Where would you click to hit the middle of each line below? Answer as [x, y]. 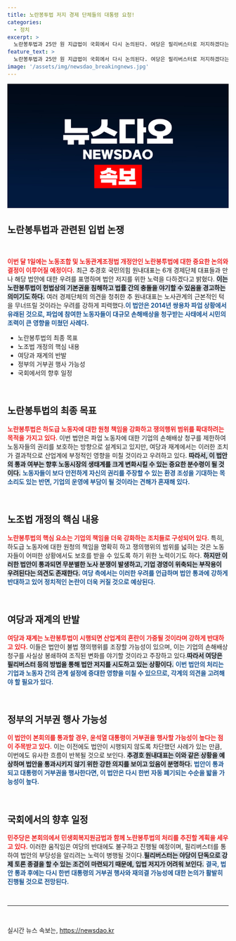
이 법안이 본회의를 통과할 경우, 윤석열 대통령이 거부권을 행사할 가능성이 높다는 [112, 738]
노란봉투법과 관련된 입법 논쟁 [66, 229]
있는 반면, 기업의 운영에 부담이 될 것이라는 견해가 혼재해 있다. [108, 482]
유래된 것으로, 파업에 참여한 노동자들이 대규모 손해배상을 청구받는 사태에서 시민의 [117, 314]
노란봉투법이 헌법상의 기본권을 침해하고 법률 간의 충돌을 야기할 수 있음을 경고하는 [117, 288]
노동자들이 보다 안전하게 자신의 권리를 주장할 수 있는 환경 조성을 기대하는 [120, 473]
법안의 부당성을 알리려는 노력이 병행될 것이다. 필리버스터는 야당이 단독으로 [120, 855]
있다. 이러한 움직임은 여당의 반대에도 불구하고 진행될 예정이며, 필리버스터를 [117, 847]
